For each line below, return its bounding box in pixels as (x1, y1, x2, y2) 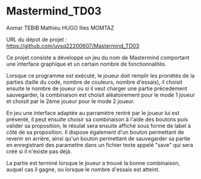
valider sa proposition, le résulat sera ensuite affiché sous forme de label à (6, 122, 191, 129)
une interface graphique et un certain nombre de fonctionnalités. (6, 60, 167, 68)
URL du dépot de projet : (6, 36, 67, 43)
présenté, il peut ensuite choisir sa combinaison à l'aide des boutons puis (6, 116, 188, 123)
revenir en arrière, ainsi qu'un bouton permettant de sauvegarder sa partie (6, 134, 191, 142)
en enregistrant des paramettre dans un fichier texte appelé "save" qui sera (6, 141, 194, 148)
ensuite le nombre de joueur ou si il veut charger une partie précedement (6, 84, 188, 92)
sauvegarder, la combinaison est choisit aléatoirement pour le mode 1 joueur (6, 91, 196, 98)
